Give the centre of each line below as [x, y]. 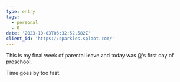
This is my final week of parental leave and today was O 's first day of [90, 55]
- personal [25, 22]
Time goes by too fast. [33, 73]
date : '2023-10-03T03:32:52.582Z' [49, 33]
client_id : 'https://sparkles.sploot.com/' [60, 39]
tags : [13, 17]
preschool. [19, 61]
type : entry [21, 11]
